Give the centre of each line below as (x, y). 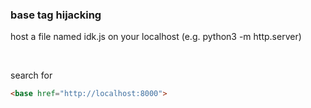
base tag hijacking (56, 15)
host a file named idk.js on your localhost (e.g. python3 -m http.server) (156, 37)
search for (31, 75)
